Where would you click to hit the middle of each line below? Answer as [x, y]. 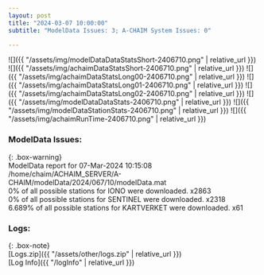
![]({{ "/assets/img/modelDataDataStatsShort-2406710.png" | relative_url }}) [132, 60]
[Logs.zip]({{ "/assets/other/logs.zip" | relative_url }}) [95, 254]
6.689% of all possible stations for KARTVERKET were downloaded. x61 [126, 207]
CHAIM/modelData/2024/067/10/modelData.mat [87, 182]
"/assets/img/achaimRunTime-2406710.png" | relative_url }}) [107, 119]
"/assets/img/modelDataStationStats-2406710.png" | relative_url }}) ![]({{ [127, 110]
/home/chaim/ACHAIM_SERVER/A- [65, 174]
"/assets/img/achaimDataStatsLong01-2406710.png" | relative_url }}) [131, 85]
